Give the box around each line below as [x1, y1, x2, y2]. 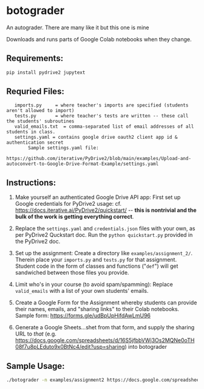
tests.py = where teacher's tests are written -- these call [14, 113, 189, 119]
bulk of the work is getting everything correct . [15, 213, 134, 220]
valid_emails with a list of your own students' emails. [15, 287, 149, 295]
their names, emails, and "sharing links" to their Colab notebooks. [15, 306, 180, 313]
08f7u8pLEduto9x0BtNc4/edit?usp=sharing [15, 343, 126, 351]
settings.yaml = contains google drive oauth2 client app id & [14, 135, 178, 141]
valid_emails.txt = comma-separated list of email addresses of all [14, 124, 194, 130]
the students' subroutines [6, 118, 75, 125]
